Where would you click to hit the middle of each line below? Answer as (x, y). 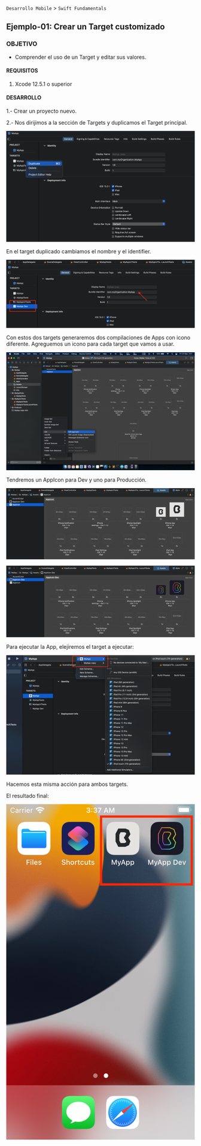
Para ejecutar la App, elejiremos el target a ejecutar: (70, 646)
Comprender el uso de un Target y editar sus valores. (80, 57)
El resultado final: (28, 796)
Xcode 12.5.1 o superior (43, 84)
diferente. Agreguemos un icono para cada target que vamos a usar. (90, 344)
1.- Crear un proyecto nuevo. (41, 111)
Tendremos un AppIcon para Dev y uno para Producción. (76, 480)
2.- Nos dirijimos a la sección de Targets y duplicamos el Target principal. (97, 123)
